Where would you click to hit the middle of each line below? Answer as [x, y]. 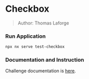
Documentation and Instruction [45, 60]
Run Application [25, 36]
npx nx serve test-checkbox [35, 47]
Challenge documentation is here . [41, 71]
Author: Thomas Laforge [43, 23]
